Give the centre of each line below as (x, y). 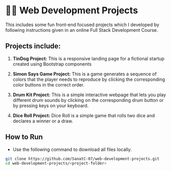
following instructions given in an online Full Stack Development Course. (82, 30)
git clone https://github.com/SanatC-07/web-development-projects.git (82, 159)
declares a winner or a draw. (43, 121)
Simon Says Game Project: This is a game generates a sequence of (84, 74)
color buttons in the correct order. (49, 84)
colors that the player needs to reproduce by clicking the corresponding (89, 79)
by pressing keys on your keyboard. (51, 105)
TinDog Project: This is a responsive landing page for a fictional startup (89, 58)
